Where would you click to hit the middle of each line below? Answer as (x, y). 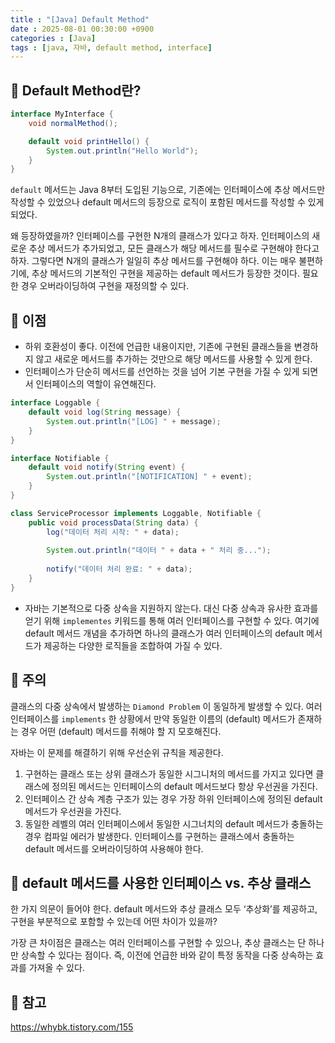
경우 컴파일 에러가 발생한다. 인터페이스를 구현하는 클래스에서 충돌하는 (159, 836)
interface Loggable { (55, 403)
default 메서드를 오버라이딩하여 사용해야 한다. (114, 848)
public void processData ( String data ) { (113, 522)
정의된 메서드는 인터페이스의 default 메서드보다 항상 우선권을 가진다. (184, 786)
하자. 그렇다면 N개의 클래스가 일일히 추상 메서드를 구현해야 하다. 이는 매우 (153, 261)
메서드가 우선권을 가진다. (73, 811)
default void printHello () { (89, 141)
